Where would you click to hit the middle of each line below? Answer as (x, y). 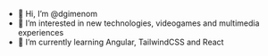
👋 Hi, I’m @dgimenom (58, 14)
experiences (41, 32)
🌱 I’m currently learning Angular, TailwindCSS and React (121, 42)
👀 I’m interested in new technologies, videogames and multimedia (138, 23)
